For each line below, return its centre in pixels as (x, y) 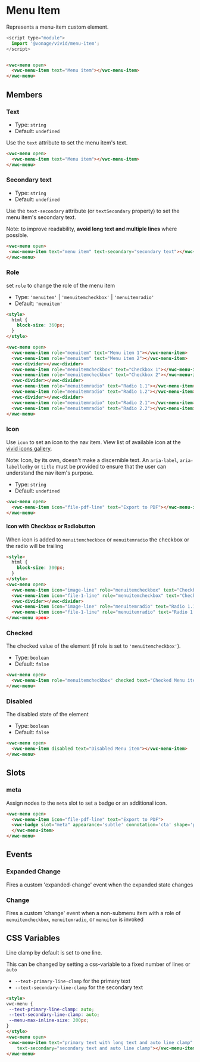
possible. (17, 235)
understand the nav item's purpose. (50, 473)
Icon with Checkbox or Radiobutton (51, 526)
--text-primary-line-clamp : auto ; (51, 1009)
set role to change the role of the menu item (61, 285)
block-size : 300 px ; (41, 568)
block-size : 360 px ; (41, 325)
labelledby (20, 467)
